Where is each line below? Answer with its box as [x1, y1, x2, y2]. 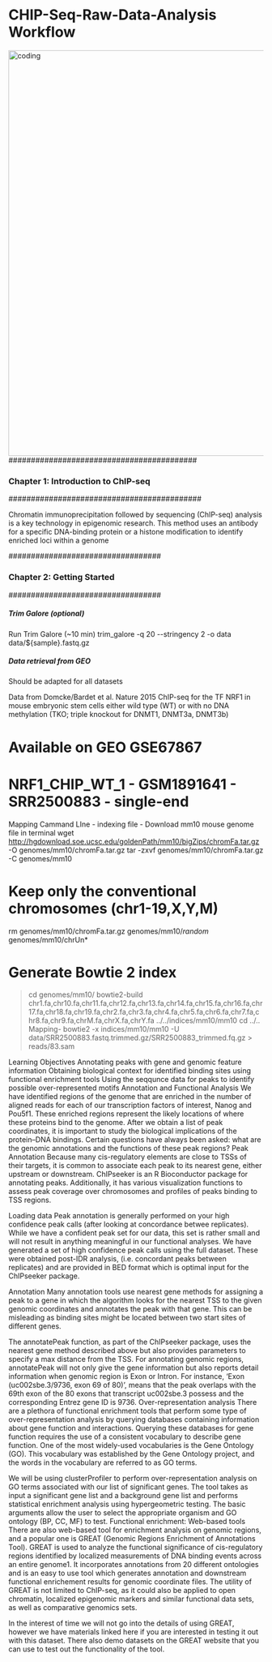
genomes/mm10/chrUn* [8, 934, 89, 944]
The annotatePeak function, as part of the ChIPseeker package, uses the [8, 1337, 252, 1347]
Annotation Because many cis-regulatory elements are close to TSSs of [8, 1152, 247, 1162]
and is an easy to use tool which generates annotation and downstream [8, 1568, 247, 1578]
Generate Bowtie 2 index [8, 963, 176, 981]
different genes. [8, 1321, 62, 1331]
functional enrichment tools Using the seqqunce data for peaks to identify [8, 1075, 255, 1084]
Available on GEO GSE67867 [8, 738, 202, 756]
